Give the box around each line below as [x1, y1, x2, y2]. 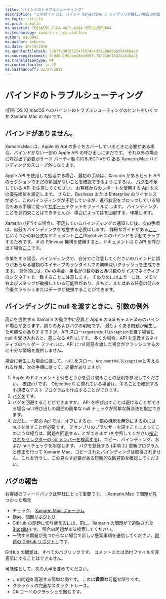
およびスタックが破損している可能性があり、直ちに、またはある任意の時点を [5, 280, 161, 286]
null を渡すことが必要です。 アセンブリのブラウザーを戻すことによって [12, 424, 156, 430]
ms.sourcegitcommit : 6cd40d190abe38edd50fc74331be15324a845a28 [5, 53, 138, 58]
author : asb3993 [5, 35, 39, 40]
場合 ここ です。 [13, 245, 44, 250]
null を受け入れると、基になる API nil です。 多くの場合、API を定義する [5, 335, 150, 341]
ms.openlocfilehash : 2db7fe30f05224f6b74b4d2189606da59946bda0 [5, 49, 138, 53]
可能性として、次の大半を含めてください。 [5, 566, 91, 572]
